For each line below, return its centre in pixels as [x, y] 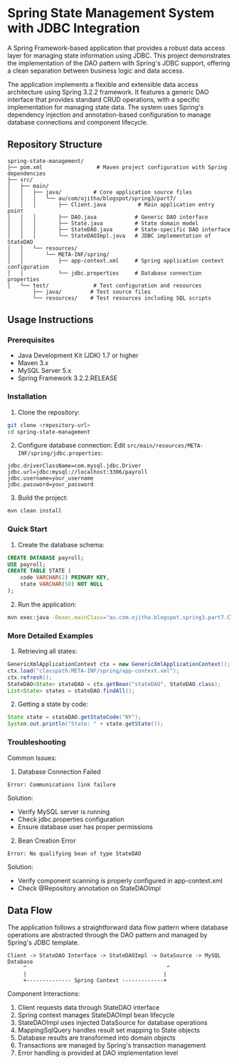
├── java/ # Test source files [92, 292]
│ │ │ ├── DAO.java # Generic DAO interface [108, 217]
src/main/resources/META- [165, 446]
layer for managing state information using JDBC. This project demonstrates [119, 56]
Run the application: [47, 604]
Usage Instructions [51, 320]
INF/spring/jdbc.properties [59, 453]
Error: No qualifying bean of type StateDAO [74, 853]
